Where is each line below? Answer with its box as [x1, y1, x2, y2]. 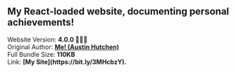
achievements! [7, 17, 75, 29]
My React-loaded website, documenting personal [7, 6, 230, 18]
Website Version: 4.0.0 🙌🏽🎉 [7, 35, 88, 44]
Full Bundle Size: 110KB [7, 50, 75, 58]
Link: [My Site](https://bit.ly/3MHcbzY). [7, 58, 127, 66]
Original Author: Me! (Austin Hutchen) [7, 42, 120, 51]
